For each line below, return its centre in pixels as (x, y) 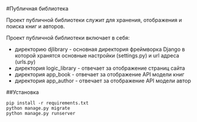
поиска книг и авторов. (36, 26)
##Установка (23, 92)
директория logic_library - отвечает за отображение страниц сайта (100, 68)
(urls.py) (25, 62)
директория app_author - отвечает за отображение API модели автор (103, 81)
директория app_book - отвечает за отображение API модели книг (100, 74)
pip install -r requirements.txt (47, 103)
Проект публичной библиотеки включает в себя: (68, 38)
